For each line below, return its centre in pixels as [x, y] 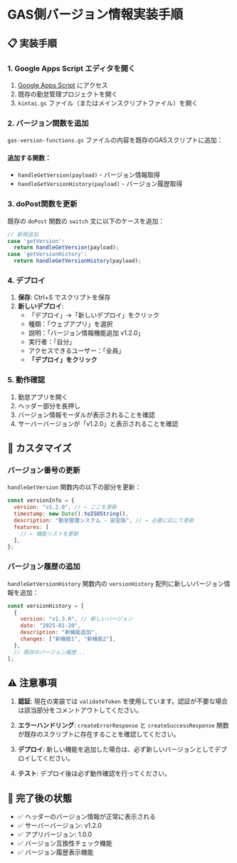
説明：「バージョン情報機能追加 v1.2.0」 [86, 333]
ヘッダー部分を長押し [49, 405]
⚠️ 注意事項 [32, 682]
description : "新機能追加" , [59, 632]
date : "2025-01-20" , [51, 626]
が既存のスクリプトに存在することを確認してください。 [99, 734]
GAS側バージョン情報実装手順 [95, 15]
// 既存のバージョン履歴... [50, 652]
